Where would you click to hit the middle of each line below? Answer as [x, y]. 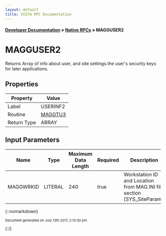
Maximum [81, 154]
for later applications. [27, 69]
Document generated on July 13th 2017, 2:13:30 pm [46, 220]
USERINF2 [53, 106]
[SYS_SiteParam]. [144, 199]
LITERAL [54, 187]
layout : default [22, 10]
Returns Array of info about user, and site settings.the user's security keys [81, 64]
